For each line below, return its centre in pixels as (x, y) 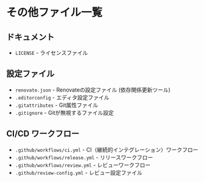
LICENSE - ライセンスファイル (51, 53)
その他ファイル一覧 (55, 13)
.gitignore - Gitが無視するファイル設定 (65, 112)
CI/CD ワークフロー (43, 134)
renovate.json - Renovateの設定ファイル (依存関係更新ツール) (93, 90)
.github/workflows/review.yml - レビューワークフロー (83, 165)
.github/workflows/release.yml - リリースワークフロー (84, 157)
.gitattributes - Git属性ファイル (57, 105)
